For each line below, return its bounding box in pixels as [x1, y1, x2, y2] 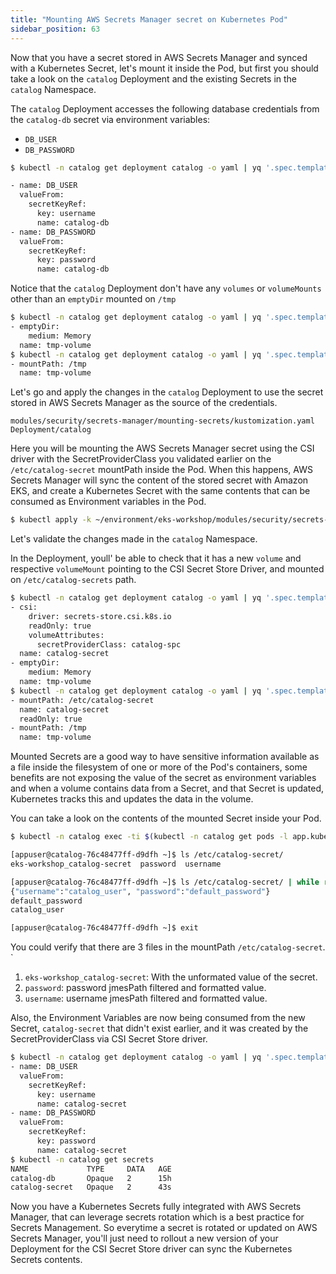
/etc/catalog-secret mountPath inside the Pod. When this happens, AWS [10, 464, 313, 476]
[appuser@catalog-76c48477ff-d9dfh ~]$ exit [10, 923, 199, 933]
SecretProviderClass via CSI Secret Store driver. [10, 1033, 208, 1045]
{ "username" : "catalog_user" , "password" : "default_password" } [10, 886, 271, 896]
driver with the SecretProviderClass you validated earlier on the [10, 453, 272, 465]
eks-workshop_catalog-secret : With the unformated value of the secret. [24, 971, 318, 983]
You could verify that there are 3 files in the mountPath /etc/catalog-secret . [10, 941, 326, 953]
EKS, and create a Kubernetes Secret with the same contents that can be [10, 485, 311, 497]
